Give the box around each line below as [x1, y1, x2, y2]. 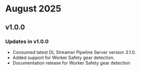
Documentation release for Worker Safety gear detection [12, 59, 131, 65]
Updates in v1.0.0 [5, 38, 49, 45]
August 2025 [5, 3, 61, 14]
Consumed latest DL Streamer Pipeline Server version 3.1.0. [12, 49, 136, 55]
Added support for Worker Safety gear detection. [12, 54, 115, 60]
